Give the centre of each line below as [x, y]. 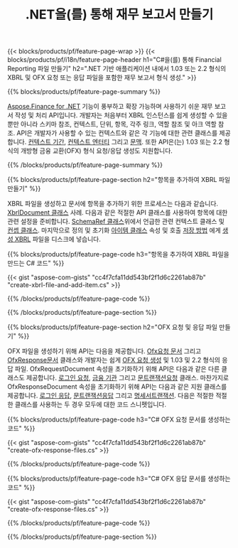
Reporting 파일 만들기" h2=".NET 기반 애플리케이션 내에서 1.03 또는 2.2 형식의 [117, 69]
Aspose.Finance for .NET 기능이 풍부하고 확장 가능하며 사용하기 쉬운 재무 [110, 107]
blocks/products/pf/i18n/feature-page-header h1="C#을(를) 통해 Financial [114, 60]
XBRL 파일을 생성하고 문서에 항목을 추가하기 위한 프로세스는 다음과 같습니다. [113, 204]
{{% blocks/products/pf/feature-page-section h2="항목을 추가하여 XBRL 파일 [119, 180]
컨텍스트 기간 [46, 142]
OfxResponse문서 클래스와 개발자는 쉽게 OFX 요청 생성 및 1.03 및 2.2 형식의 [114, 360]
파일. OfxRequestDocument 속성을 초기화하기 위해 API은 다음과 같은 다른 [117, 369]
